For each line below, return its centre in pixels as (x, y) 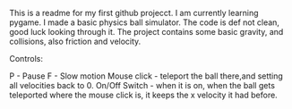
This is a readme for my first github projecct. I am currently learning (134, 13)
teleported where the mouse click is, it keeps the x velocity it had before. (143, 95)
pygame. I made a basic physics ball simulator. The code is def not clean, (145, 22)
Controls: (26, 59)
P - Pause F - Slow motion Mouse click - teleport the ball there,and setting (146, 76)
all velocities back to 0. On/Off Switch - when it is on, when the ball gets (142, 85)
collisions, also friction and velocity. (75, 41)
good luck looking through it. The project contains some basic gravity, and (146, 32)
